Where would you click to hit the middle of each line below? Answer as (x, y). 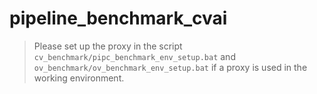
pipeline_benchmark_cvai (118, 18)
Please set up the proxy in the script (108, 46)
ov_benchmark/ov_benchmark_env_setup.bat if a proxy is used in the (170, 67)
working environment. (79, 78)
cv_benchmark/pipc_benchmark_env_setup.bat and (134, 56)
